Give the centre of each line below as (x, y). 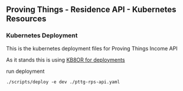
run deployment (25, 71)
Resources (26, 19)
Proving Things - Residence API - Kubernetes (91, 10)
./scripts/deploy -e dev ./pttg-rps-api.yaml (63, 82)
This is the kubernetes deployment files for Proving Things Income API (92, 48)
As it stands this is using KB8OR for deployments (66, 60)
